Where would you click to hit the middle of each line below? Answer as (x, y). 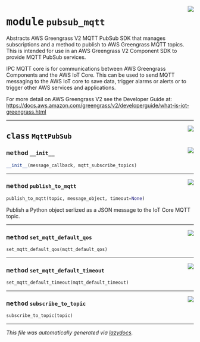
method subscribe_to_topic (46, 303)
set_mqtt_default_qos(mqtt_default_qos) (57, 249)
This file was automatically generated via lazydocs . (70, 332)
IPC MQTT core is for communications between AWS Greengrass (86, 68)
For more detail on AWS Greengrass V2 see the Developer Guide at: (89, 99)
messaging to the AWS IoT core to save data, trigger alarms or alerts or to (96, 81)
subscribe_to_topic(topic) (40, 316)
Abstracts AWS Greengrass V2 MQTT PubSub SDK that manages (86, 38)
